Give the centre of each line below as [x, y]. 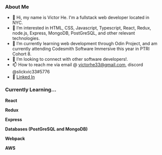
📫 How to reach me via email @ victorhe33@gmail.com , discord [78, 65]
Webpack [15, 138]
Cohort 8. [22, 54]
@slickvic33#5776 [31, 72]
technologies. [26, 38]
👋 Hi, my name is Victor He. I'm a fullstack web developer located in [81, 18]
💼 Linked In [24, 77]
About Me [17, 7]
